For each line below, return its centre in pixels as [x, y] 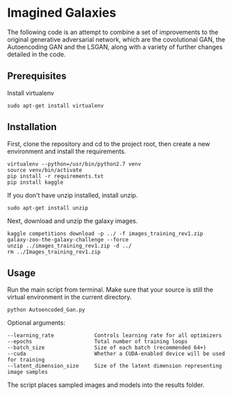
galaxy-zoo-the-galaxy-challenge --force [68, 239]
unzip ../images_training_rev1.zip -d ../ [69, 246]
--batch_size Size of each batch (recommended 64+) [107, 348]
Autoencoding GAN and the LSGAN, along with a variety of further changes [115, 47]
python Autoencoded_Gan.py [46, 310]
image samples [28, 372]
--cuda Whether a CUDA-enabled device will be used [116, 354]
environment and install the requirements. [67, 151]
